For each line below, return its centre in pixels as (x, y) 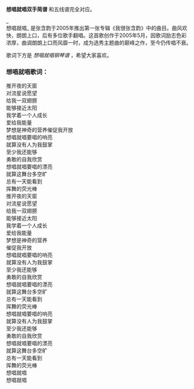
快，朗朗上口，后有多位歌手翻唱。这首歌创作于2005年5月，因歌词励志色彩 (96, 35)
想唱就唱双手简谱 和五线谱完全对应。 (51, 9)
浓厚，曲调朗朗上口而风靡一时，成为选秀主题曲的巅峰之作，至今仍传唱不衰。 (99, 43)
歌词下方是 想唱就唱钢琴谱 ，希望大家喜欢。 (59, 55)
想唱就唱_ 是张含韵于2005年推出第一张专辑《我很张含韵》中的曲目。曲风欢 (97, 28)
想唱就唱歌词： (27, 72)
